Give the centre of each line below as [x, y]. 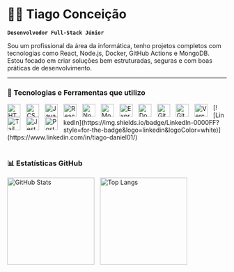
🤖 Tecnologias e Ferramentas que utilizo [76, 92]
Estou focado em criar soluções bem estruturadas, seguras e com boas [110, 60]
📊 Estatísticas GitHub [45, 163]
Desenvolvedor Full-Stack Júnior [56, 33]
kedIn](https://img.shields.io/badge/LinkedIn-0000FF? [141, 123]
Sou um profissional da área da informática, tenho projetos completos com [114, 45]
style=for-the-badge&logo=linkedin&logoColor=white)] [142, 130]
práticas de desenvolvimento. [50, 68]
